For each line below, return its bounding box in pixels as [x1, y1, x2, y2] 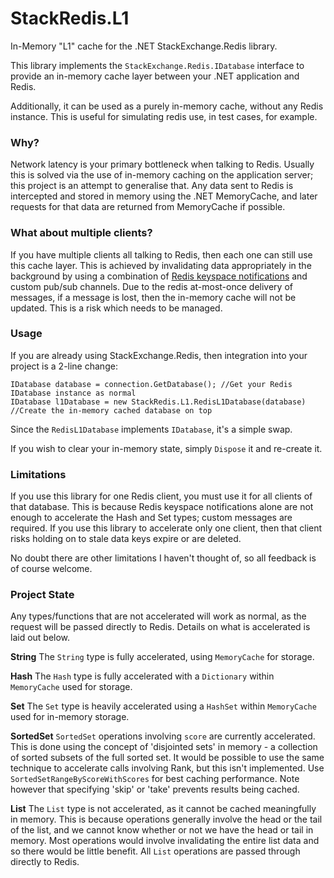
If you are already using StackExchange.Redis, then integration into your [10, 349, 308, 361]
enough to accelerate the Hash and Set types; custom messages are [10, 512, 293, 524]
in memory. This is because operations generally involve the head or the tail [10, 813, 323, 826]
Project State [10, 588, 75, 602]
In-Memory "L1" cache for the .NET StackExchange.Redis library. [10, 40, 278, 52]
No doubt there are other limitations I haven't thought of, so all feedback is [10, 552, 317, 564]
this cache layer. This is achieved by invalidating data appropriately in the [10, 259, 312, 271]
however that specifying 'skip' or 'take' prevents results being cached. [10, 783, 300, 796]
